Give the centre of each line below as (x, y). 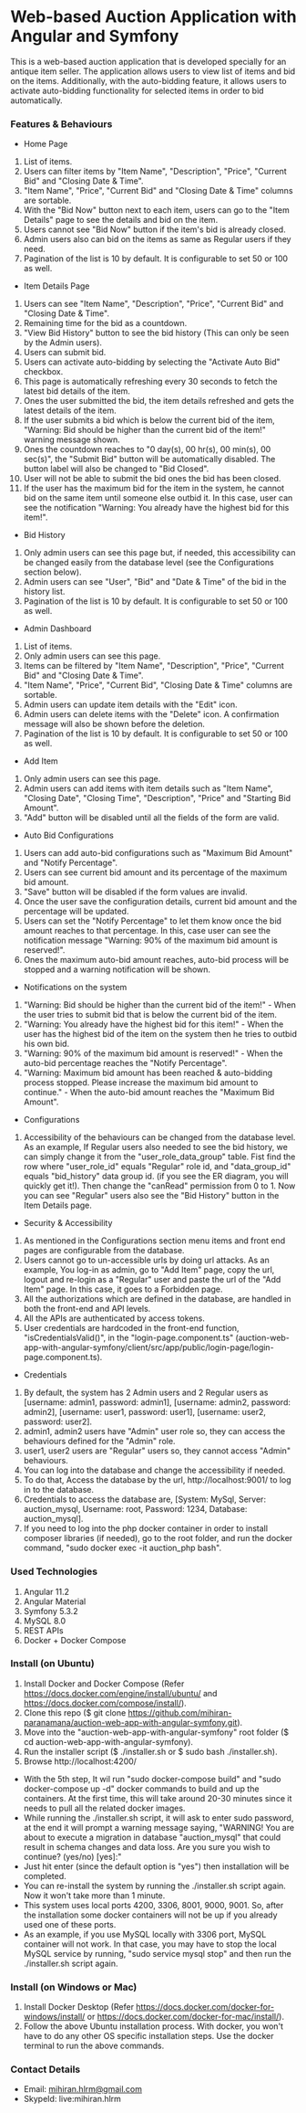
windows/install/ (54, 2017)
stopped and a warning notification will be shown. (117, 969)
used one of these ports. (70, 1924)
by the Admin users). (63, 343)
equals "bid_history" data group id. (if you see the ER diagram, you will (156, 1177)
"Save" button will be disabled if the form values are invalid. (136, 892)
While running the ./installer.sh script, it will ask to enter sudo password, (158, 1817)
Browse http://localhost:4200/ (80, 1761)
